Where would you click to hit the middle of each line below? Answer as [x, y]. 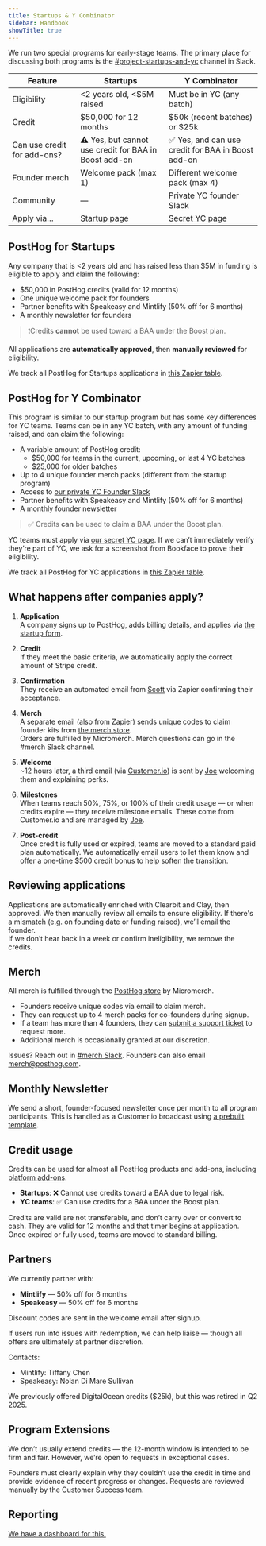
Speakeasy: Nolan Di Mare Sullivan [77, 1381]
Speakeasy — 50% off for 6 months [79, 1302]
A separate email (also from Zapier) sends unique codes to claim [125, 721]
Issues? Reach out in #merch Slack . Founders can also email [107, 1055]
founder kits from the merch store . [76, 730]
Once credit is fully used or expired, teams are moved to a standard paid [137, 844]
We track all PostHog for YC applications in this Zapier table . [106, 572]
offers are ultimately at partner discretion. [76, 1341]
